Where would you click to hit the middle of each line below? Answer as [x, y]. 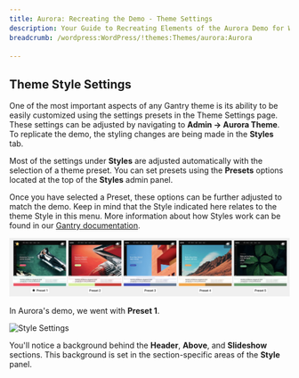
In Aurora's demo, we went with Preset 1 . [85, 310]
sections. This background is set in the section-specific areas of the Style [145, 354]
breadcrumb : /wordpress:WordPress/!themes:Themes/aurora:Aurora [131, 37]
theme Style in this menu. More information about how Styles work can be [145, 216]
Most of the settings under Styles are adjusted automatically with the [136, 161]
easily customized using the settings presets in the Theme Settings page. [144, 115]
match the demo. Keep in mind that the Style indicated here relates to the [143, 207]
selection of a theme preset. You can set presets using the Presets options [146, 170]
